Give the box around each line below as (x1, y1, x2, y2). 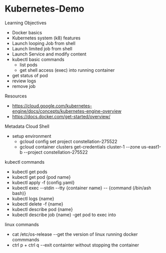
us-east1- (141, 143, 161, 149)
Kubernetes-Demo (5, 3, 84, 15)
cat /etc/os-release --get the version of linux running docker (12, 231, 138, 237)
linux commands (5, 221, 39, 227)
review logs (12, 78, 36, 84)
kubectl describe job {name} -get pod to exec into (12, 212, 117, 218)
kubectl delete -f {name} (12, 200, 64, 207)
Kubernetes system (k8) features (12, 35, 81, 41)
